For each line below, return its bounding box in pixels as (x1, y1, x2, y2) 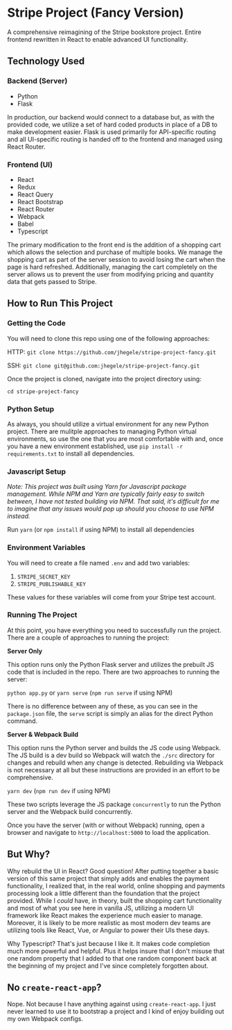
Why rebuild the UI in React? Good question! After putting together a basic (7, 867, 220, 875)
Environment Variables (7, 543, 86, 553)
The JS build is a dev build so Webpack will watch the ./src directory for (7, 751, 215, 759)
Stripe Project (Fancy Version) (7, 5, 184, 21)
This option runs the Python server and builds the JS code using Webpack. (7, 743, 222, 751)
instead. (7, 512, 30, 520)
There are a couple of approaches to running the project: (7, 633, 170, 642)
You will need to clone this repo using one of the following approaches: (7, 334, 210, 342)
